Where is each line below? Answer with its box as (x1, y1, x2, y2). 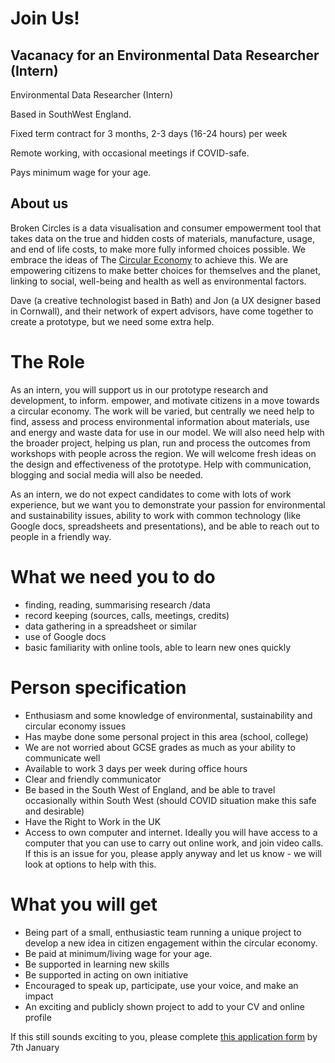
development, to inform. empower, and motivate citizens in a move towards (10, 394, 320, 406)
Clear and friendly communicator (24, 773, 162, 785)
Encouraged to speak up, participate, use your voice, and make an (24, 979, 299, 991)
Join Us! (10, 7, 80, 30)
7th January (10, 1041, 60, 1053)
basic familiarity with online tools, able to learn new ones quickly (24, 641, 292, 653)
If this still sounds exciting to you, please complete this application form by (10, 1030, 318, 1042)
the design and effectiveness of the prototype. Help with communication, (10, 458, 312, 470)
